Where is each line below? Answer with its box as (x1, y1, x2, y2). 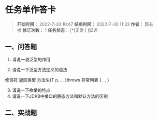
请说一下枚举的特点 (12, 87, 51, 93)
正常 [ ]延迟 (75, 27, 98, 33)
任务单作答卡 (5, 4, 57, 15)
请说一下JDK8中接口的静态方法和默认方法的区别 (12, 93, 108, 99)
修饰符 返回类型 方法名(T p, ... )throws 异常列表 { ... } (5, 77, 110, 82)
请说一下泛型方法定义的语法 (12, 67, 68, 72)
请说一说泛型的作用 (12, 56, 51, 62)
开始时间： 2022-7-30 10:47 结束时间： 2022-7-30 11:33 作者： (16, 21, 144, 27)
